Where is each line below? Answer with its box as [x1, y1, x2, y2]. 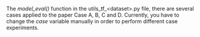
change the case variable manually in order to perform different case [6, 18, 178, 24]
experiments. [6, 24, 39, 31]
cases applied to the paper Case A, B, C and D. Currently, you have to [6, 11, 179, 18]
